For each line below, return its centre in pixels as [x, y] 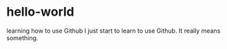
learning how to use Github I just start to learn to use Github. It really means [113, 31]
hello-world [41, 12]
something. [22, 37]
